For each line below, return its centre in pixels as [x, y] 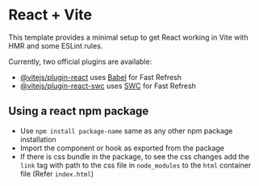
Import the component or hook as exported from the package [122, 148]
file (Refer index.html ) [57, 173]
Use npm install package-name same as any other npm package [126, 130]
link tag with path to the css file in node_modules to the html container [136, 165]
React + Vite [50, 15]
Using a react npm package [79, 111]
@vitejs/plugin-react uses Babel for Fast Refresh [101, 77]
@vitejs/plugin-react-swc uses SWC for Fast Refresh [108, 86]
